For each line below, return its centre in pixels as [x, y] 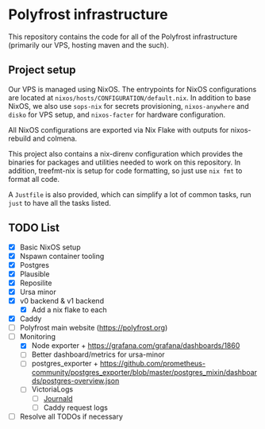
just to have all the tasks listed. [60, 203]
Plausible [35, 274]
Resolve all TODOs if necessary [71, 416]
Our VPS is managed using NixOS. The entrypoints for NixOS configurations [132, 89]
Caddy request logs [76, 408]
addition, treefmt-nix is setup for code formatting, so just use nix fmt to [125, 170]
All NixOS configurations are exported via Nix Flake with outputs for [119, 129]
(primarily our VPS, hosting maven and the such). [88, 44]
